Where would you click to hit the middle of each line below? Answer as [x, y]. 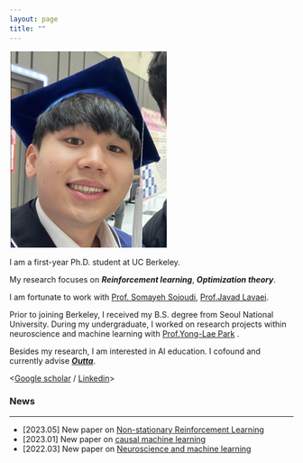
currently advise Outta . [53, 360]
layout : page [34, 19]
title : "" [28, 28]
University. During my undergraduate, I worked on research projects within [148, 324]
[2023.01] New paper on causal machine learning [114, 439]
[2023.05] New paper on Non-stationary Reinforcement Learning [143, 430]
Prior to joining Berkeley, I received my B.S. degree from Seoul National [142, 314]
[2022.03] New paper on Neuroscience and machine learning [137, 449]
